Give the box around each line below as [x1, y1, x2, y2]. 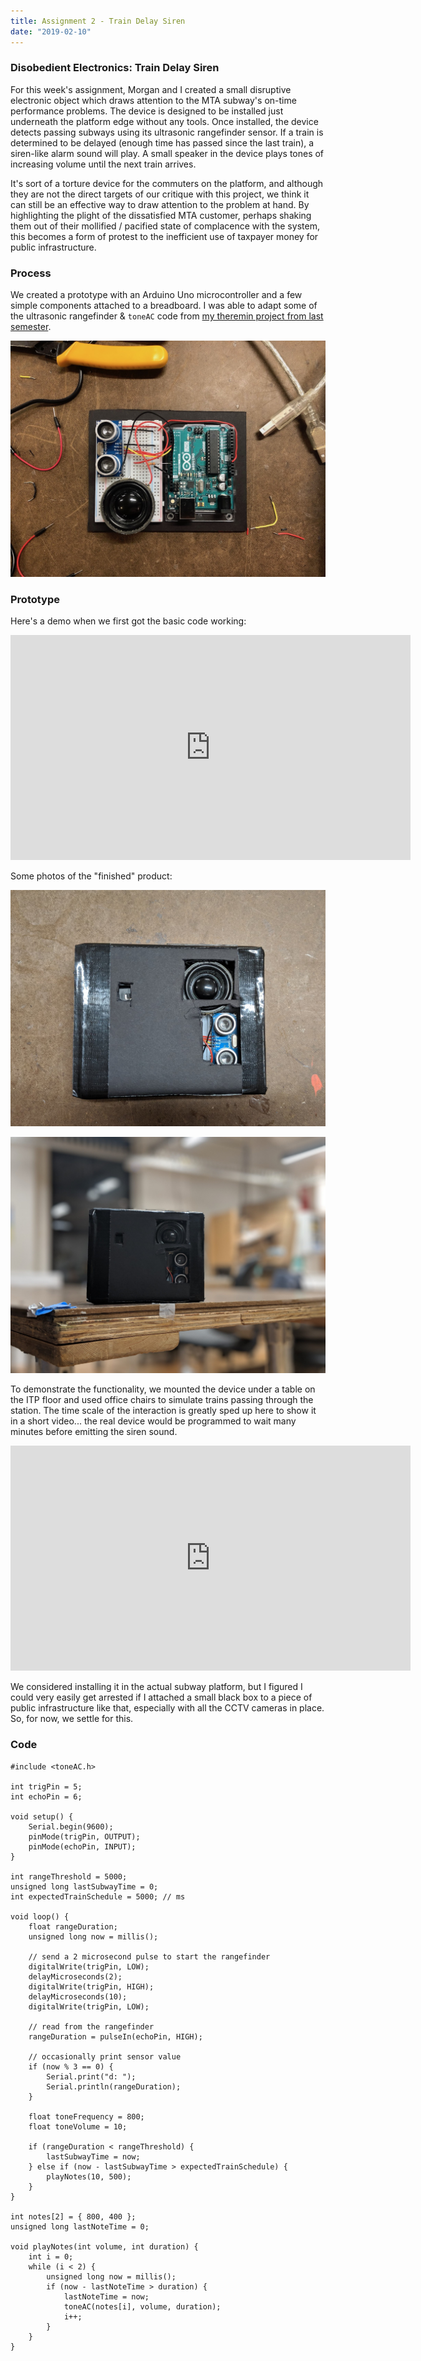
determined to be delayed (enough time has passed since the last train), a [10, 136, 315, 149]
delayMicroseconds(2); [28, 1971, 123, 1982]
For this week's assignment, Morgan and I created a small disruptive [10, 83, 292, 95]
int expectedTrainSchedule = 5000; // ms [10, 1891, 186, 1902]
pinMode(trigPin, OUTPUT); [28, 1831, 141, 1842]
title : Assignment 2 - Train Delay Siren [10, 16, 186, 26]
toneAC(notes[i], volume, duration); [63, 2301, 222, 2312]
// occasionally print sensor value [28, 2051, 182, 2062]
